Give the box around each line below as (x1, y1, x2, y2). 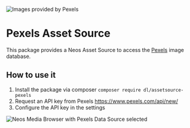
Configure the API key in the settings (14, 103, 106, 111)
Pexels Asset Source (6, 27, 111, 40)
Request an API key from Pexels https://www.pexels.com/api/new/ (14, 97, 178, 105)
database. (6, 53, 31, 60)
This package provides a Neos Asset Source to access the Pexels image (6, 46, 184, 53)
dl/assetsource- (143, 87, 184, 93)
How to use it (6, 70, 56, 80)
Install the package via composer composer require (14, 86, 142, 93)
